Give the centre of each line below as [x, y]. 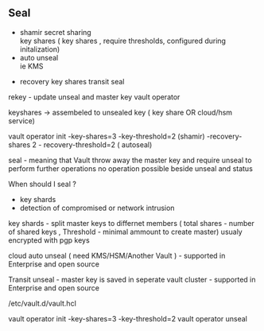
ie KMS [31, 66]
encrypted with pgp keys [49, 240]
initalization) [40, 49]
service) [22, 121]
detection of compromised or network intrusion [97, 208]
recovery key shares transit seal [72, 81]
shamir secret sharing [55, 32]
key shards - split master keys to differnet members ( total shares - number [131, 223]
